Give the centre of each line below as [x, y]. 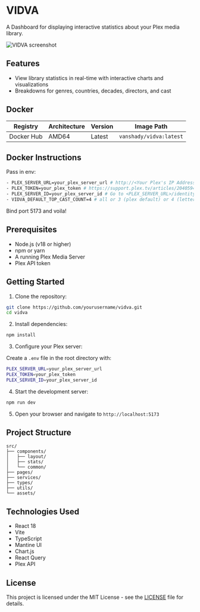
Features [23, 64]
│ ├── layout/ [26, 457]
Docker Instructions [44, 157]
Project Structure [39, 433]
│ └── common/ [26, 467]
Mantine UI [28, 545]
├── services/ [24, 478]
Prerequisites [32, 230]
